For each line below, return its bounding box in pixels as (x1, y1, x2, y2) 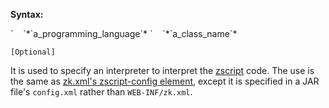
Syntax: (10, 9, 44, 20)
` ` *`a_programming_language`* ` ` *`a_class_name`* (10, 28, 238, 39)
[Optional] (10, 47, 56, 57)
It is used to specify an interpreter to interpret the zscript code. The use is (10, 65, 315, 76)
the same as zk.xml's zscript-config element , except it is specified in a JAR (10, 75, 320, 87)
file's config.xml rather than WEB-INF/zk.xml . (10, 86, 193, 98)
